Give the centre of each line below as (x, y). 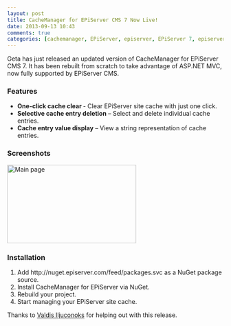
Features (22, 92)
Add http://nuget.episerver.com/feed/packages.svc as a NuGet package (119, 272)
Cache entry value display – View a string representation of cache (112, 128)
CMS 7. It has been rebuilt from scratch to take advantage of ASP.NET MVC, (114, 66)
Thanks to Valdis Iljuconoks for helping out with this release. (92, 315)
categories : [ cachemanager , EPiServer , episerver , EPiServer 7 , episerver (117, 39)
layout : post (26, 13)
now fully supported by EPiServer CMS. (63, 74)
